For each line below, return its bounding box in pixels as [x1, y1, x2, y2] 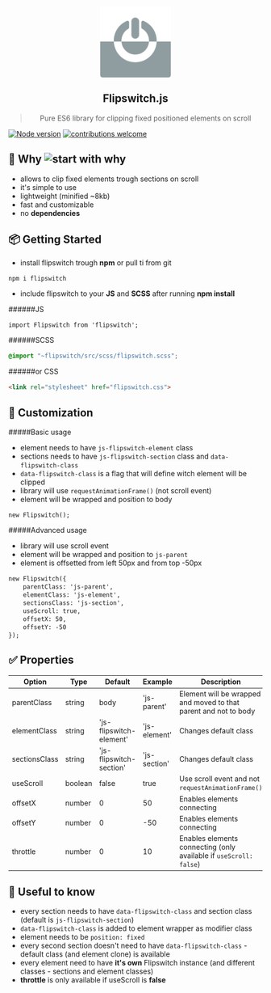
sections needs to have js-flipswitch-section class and [19, 451, 210, 461]
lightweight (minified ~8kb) [19, 191, 110, 201]
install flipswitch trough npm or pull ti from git [19, 258, 172, 268]
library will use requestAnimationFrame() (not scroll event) [19, 486, 212, 495]
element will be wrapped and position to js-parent [19, 550, 188, 559]
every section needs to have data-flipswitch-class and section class [19, 906, 252, 916]
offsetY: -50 [23, 623, 67, 632]
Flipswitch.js [102, 91, 169, 106]
